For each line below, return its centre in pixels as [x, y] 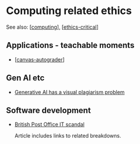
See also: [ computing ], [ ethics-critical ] [52, 27]
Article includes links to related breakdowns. [68, 136]
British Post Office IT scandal [49, 125]
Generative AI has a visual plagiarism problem [69, 92]
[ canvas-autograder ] [40, 59]
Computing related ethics [69, 11]
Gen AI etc [25, 78]
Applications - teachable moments [70, 45]
